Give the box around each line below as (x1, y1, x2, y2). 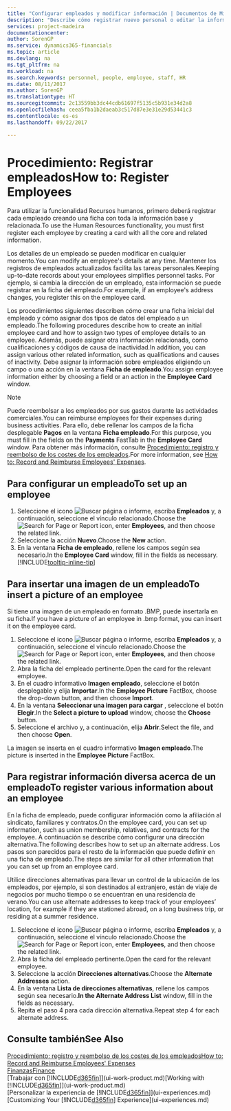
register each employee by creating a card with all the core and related (7, 229, 208, 237)
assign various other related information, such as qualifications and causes (7, 351, 220, 359)
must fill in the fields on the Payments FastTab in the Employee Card (7, 436, 203, 445)
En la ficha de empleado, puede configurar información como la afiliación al (7, 811, 221, 819)
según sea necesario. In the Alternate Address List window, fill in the (16, 991, 212, 999)
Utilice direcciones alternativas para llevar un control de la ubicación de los (7, 875, 220, 884)
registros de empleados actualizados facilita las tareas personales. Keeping (7, 264, 219, 272)
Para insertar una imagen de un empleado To (7, 578, 200, 590)
